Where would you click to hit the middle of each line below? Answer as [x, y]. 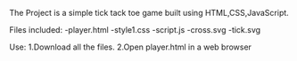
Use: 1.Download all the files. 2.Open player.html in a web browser [131, 47]
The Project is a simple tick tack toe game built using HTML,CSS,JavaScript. [149, 13]
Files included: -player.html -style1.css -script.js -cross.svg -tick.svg [135, 30]
